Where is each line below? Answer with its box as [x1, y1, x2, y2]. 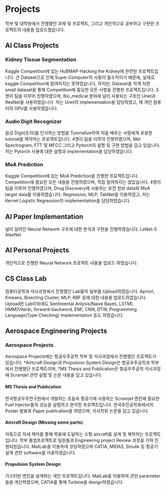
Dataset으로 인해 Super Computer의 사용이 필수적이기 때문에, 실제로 [20, 74, 155, 80]
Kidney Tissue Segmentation [5, 56, 77, 63]
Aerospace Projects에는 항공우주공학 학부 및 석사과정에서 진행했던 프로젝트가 [5, 353, 157, 360]
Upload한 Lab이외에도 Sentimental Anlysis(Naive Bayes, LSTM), [5, 301, 134, 307]
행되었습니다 [5, 443, 30, 449]
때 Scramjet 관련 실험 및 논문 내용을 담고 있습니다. [5, 372, 103, 378]
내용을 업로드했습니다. [22, 26, 65, 33]
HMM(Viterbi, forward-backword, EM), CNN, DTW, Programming [5, 306, 137, 312]
